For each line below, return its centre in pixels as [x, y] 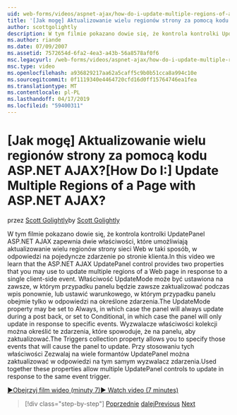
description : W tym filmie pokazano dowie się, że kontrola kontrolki [113, 34]
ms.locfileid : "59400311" [45, 106]
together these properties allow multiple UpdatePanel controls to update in [116, 368]
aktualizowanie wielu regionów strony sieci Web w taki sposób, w [102, 248]
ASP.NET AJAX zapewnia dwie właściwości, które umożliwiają [98, 241]
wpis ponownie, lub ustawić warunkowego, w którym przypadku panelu [112, 294]
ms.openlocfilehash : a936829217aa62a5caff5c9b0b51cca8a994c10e [102, 73]
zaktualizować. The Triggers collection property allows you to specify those [116, 339]
